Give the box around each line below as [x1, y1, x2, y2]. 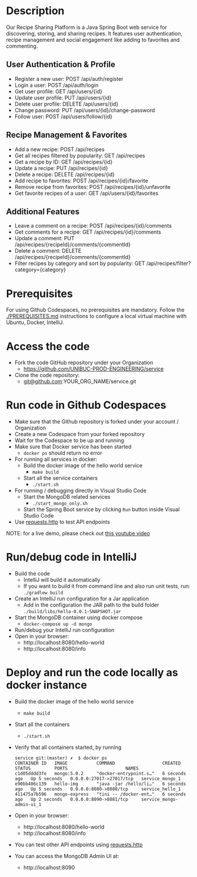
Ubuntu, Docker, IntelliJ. [6, 319, 65, 326]
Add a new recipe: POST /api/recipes [14, 146, 105, 153]
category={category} [14, 266, 66, 273]
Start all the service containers [23, 475, 98, 482]
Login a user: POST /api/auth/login [14, 81, 99, 89]
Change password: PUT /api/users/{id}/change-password [14, 106, 155, 113]
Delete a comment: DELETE [14, 247, 82, 254]
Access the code [6, 339, 90, 353]
